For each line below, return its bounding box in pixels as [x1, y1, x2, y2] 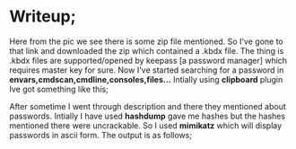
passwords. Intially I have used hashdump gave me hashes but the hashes [9, 110, 285, 121]
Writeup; [9, 6, 76, 27]
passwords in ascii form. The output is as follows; [9, 129, 193, 140]
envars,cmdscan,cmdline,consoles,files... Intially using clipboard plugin [9, 74, 283, 84]
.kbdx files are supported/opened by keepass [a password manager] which [9, 55, 288, 66]
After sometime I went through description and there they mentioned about [9, 101, 287, 111]
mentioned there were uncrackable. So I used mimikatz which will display [9, 119, 283, 131]
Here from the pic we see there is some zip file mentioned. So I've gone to [9, 36, 284, 47]
